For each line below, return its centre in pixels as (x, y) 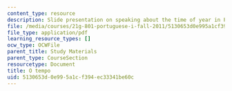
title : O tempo (29, 70)
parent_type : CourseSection (48, 58)
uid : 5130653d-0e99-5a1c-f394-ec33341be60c (71, 77)
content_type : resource (41, 13)
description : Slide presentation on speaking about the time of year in (114, 20)
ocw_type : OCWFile (33, 45)
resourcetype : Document (41, 64)
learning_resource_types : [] (49, 39)
